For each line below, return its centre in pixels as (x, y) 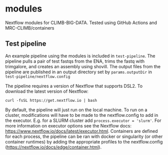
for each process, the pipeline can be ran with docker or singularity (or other (84, 136)
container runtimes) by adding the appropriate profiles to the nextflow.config (84, 141)
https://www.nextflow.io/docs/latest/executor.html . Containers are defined (81, 131)
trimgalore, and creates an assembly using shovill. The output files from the (83, 66)
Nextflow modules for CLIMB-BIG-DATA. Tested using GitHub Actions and (81, 23)
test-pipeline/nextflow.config (38, 76)
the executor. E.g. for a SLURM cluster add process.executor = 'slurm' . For (83, 120)
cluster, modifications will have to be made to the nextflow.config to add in (82, 115)
